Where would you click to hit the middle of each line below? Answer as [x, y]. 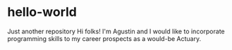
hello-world [42, 12]
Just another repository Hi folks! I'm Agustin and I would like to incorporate [116, 31]
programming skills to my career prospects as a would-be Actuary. [104, 38]
